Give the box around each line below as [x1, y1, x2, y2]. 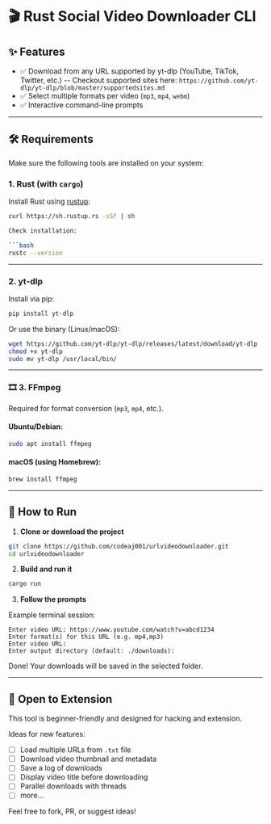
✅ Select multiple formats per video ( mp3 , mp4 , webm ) [19, 91, 190, 100]
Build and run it [19, 564, 73, 574]
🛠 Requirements [8, 132, 94, 146]
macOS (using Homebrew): [8, 457, 102, 467]
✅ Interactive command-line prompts [19, 100, 144, 110]
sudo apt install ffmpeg [8, 439, 92, 448]
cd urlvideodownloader [8, 549, 85, 558]
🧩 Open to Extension [8, 692, 113, 706]
